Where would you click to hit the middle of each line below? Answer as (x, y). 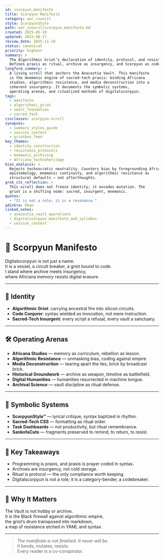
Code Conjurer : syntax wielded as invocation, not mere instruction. (80, 313)
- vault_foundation (29, 110)
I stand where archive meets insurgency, (46, 271)
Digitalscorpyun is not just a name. (40, 261)
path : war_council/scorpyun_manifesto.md (48, 28)
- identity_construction (35, 146)
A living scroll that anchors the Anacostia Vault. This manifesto (80, 73)
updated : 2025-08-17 (26, 37)
